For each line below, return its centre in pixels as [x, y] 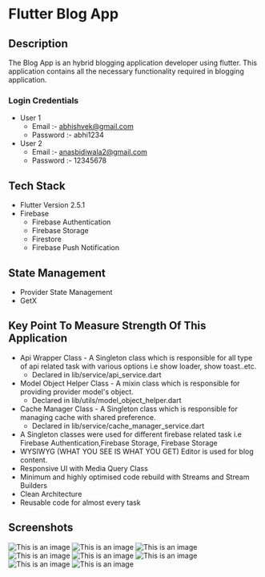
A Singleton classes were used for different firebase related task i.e [130, 434]
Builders [34, 485]
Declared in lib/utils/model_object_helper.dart [106, 400]
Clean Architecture [51, 494]
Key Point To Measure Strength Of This [107, 326]
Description [38, 44]
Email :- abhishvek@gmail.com [82, 127]
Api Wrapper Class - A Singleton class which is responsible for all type [136, 357]
